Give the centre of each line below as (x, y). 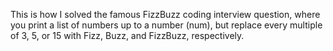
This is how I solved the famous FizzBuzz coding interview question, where (165, 14)
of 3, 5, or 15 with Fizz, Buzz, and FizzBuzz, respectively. (127, 35)
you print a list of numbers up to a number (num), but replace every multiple (166, 25)
